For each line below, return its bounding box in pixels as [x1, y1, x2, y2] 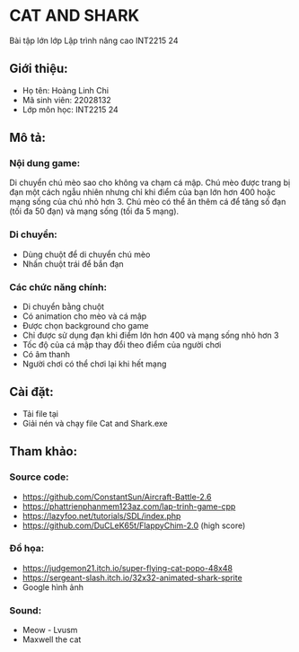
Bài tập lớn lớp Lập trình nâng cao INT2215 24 [9, 35, 179, 46]
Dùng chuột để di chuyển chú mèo [22, 249, 151, 260]
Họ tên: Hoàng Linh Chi [22, 84, 110, 95]
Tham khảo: [9, 444, 78, 459]
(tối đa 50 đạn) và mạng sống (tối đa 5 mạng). [9, 206, 180, 216]
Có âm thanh [22, 349, 70, 360]
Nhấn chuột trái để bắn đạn [22, 258, 124, 269]
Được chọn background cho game [22, 321, 149, 331]
